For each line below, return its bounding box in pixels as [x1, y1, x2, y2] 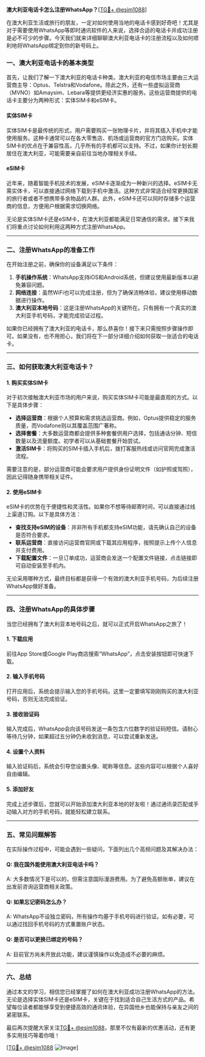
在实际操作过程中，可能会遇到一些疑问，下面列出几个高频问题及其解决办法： [6, 845, 199, 853]
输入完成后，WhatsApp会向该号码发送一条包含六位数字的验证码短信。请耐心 [6, 725, 198, 733]
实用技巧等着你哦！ [11, 1031, 60, 1039]
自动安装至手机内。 [20, 562, 69, 569]
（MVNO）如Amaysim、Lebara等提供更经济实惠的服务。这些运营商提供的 [6, 89, 192, 97]
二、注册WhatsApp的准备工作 [6, 245, 95, 254]
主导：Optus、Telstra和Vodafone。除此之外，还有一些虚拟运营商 [16, 81, 181, 89]
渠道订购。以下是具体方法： [11, 511, 81, 518]
